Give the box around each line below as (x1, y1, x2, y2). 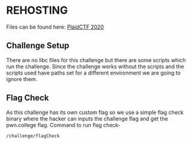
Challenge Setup (6, 41, 70, 51)
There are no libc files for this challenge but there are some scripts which (6, 56, 186, 63)
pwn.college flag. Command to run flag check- (6, 121, 121, 128)
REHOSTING (6, 4, 68, 17)
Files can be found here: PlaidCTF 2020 (6, 23, 104, 30)
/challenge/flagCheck (6, 132, 60, 139)
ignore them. (6, 75, 38, 82)
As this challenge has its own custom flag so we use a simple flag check (6, 109, 184, 116)
